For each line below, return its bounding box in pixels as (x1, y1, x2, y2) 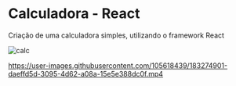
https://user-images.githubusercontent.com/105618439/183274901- (8, 60, 228, 70)
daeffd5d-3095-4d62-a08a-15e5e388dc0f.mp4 (8, 69, 163, 78)
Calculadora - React (8, 5, 140, 23)
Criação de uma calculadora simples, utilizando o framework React (8, 30, 225, 40)
